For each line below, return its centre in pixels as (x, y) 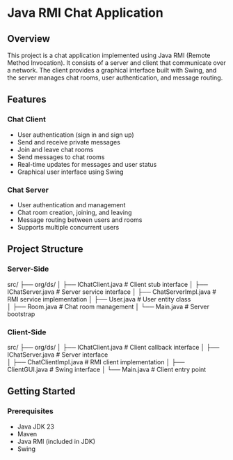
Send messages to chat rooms (61, 157)
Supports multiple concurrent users (68, 227)
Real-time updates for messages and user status (87, 164)
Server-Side (28, 269)
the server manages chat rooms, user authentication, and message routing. (115, 77)
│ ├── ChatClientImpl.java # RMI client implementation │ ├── (96, 362)
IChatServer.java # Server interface (58, 355)
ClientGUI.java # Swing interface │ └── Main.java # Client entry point (107, 369)
